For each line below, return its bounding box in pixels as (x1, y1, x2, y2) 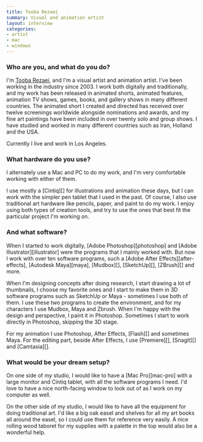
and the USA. (6, 128, 39, 135)
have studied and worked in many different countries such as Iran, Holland (6, 122, 192, 129)
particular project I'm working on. (6, 213, 90, 220)
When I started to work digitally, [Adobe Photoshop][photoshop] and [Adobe (6, 242, 197, 249)
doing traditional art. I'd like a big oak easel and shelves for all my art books (6, 409, 195, 416)
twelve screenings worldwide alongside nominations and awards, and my (6, 109, 190, 116)
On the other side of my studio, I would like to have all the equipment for (6, 403, 187, 410)
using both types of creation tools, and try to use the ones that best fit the (6, 206, 191, 214)
